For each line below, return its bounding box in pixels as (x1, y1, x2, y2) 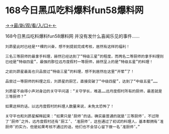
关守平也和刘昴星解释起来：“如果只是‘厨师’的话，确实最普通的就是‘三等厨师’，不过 (5, 113, 155, 119)
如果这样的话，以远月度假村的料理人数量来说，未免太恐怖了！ (5, 104, 115, 109)
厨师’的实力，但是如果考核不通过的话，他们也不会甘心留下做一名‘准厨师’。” (5, 124, 140, 129)
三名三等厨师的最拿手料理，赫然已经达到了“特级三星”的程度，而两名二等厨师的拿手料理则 (5, 54, 164, 59)
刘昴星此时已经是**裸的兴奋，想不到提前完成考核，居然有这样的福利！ (5, 44, 130, 49)
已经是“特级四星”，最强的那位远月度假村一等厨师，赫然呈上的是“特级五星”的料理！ (5, 59, 153, 64)
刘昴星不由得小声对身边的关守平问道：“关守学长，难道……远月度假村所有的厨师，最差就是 (5, 88, 162, 94)
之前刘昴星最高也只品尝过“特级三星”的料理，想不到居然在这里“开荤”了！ (5, 69, 135, 74)
